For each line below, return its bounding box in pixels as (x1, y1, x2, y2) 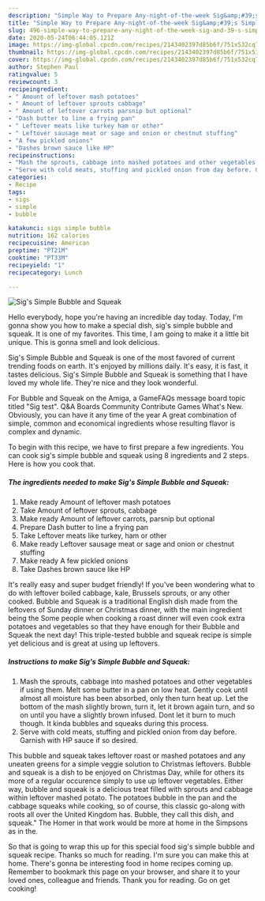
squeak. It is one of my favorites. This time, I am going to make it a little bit (8, 329, 250, 339)
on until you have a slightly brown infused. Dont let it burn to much (19, 710, 236, 720)
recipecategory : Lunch (8, 268, 83, 277)
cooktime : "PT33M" (8, 254, 69, 262)
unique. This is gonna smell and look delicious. (8, 338, 160, 347)
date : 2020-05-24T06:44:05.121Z (8, 33, 114, 42)
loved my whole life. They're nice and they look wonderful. (8, 378, 199, 388)
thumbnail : (8, 48, 44, 56)
